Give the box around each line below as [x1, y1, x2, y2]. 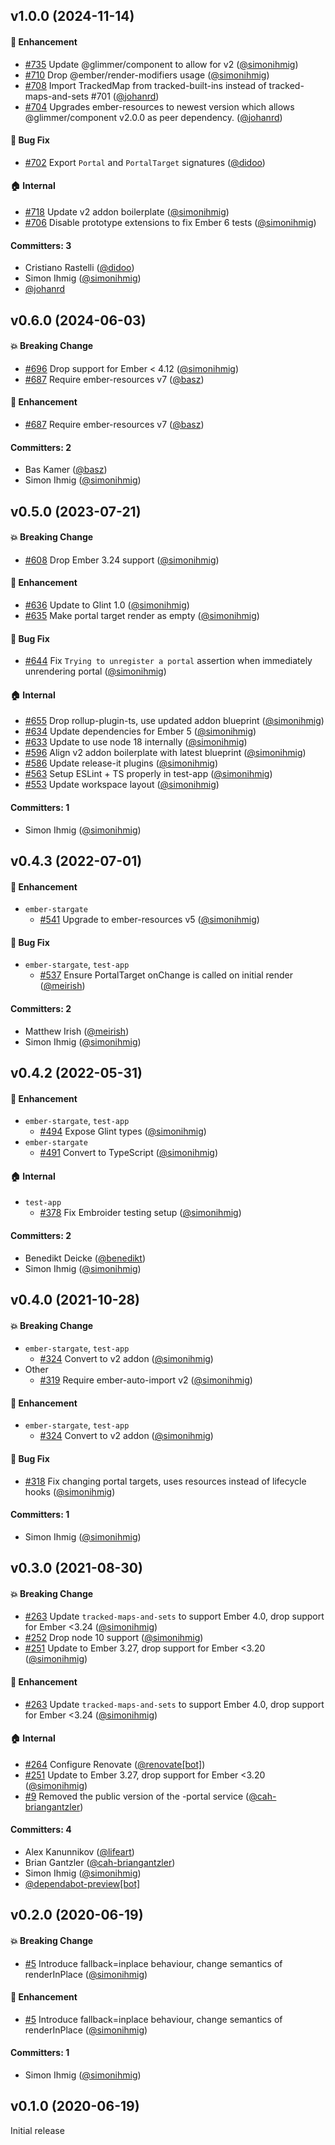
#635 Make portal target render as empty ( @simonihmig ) [24, 610, 260, 621]
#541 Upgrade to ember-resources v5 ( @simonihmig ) [39, 914, 260, 926]
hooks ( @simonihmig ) [24, 1485, 116, 1498]
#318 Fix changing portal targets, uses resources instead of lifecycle [24, 1475, 307, 1487]
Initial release [10, 2124, 65, 2136]
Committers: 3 [10, 239, 72, 251]
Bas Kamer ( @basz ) [24, 464, 108, 476]
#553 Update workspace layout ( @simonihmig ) [24, 779, 220, 791]
